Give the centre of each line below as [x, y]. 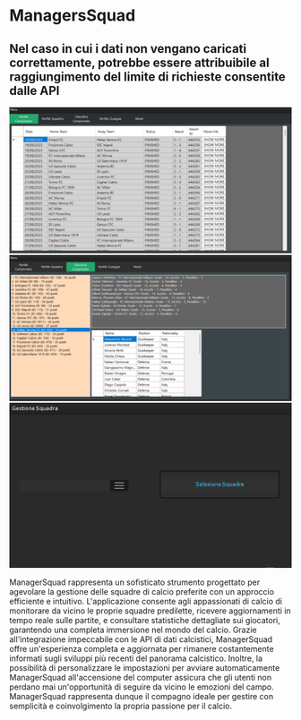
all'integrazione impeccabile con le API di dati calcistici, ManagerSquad [141, 639]
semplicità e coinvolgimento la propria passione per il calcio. [121, 706]
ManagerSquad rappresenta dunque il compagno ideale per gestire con [142, 697]
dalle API [34, 90]
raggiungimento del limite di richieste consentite [148, 77]
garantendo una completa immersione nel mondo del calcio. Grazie [133, 630]
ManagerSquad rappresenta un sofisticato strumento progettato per [135, 582]
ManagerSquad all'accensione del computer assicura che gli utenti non [140, 678]
